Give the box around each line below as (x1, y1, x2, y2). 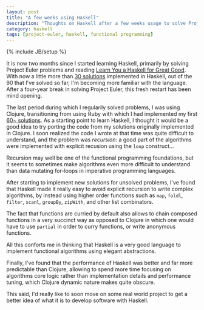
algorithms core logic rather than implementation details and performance (6, 272, 191, 280)
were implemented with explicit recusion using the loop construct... (6, 143, 174, 150)
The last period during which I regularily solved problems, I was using (6, 104, 180, 111)
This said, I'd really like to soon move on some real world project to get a (6, 291, 188, 298)
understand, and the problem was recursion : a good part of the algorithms (6, 136, 192, 143)
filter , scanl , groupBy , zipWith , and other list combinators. (6, 198, 154, 206)
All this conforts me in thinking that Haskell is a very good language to (6, 241, 181, 249)
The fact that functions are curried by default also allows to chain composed (6, 210, 197, 217)
